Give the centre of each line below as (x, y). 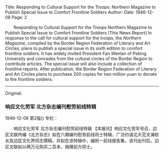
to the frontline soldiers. (29, 79)
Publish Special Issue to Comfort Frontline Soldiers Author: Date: (70, 12)
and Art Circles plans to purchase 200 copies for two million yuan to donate (81, 74)
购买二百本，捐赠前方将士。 (67, 147)
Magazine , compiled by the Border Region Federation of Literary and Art (78, 43)
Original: (14, 93)
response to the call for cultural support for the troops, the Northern (73, 38)
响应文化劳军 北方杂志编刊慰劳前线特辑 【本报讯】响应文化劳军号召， (83, 129)
